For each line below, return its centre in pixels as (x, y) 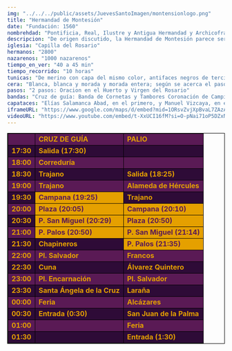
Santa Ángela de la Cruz (79, 290)
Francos (141, 255)
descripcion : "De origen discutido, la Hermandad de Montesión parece (111, 39)
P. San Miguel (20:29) (75, 220)
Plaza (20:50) (149, 220)
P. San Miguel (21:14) (163, 232)
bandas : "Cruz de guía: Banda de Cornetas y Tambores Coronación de (108, 97)
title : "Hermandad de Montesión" (55, 20)
